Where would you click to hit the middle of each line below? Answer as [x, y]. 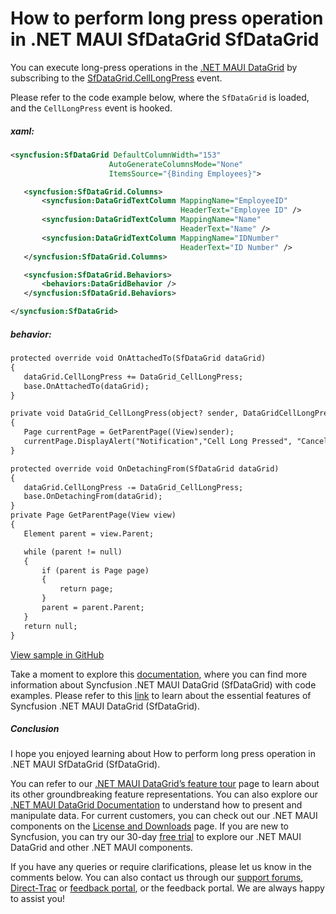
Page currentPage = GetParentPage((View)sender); [129, 432]
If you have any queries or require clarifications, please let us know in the [161, 867]
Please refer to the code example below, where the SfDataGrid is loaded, [160, 97]
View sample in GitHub [57, 654]
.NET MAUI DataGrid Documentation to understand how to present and [156, 805]
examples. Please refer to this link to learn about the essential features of [161, 695]
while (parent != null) [73, 552]
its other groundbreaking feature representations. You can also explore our [164, 794]
